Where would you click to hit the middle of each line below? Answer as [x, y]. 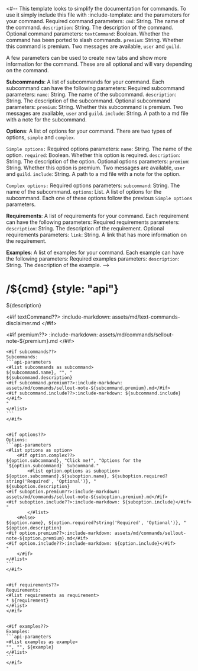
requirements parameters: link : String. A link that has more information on [97, 235]
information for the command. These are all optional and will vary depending [99, 64]
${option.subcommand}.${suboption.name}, [58, 476]
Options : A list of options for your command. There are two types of [89, 131]
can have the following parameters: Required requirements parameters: [93, 222]
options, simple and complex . [41, 137]
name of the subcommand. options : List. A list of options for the [84, 192]
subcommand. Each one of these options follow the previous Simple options [99, 198]
